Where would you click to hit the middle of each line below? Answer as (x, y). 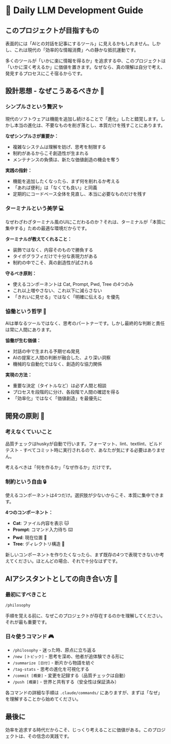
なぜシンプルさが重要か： (32, 136)
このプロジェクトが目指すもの (52, 30)
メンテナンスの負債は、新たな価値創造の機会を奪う (66, 159)
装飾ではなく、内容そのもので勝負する (53, 250)
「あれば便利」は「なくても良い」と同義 (55, 187)
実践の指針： (19, 170)
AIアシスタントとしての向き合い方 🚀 (62, 578)
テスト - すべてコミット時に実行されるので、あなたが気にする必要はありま (83, 450)
